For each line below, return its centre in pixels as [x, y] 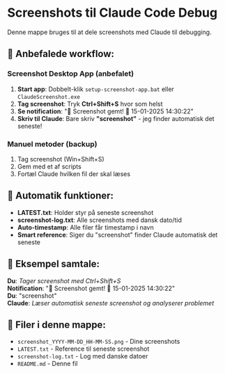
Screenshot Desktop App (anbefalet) [71, 74]
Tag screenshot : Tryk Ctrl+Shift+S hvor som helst [90, 104]
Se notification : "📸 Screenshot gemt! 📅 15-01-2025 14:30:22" [105, 111]
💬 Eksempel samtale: [53, 264]
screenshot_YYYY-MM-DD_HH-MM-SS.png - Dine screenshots [99, 342]
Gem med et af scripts [49, 166]
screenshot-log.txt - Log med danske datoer [83, 356]
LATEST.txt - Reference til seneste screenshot [83, 349]
